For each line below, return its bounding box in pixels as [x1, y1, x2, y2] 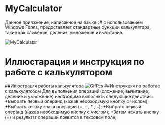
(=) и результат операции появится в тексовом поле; [5, 114, 117, 120]
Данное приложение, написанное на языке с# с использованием [5, 19, 143, 25]
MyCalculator [5, 3, 63, 14]
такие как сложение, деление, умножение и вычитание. [5, 29, 124, 35]
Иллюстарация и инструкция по [5, 56, 144, 68]
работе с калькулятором [5, 67, 113, 78]
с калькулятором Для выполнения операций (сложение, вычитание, [5, 88, 149, 94]
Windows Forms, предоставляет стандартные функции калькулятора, [5, 24, 151, 30]
